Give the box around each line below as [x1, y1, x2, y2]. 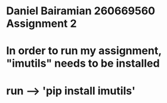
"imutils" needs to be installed [6, 57, 160, 70]
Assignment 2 [6, 17, 77, 30]
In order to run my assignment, [6, 44, 162, 58]
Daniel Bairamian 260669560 [6, 4, 156, 18]
